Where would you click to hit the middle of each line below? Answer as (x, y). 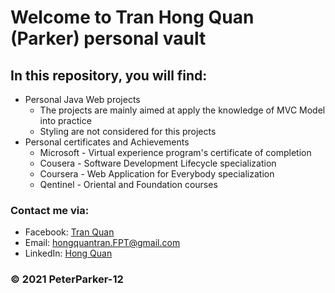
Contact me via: (50, 210)
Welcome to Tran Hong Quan (132, 17)
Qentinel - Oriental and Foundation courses (128, 184)
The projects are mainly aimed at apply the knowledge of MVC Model (182, 110)
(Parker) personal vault (108, 38)
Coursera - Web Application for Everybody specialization (157, 174)
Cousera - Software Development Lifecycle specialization (158, 163)
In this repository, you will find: (109, 75)
